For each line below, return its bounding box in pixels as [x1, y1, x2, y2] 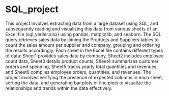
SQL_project [5, 4, 59, 15]
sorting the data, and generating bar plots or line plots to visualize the [5, 80, 151, 86]
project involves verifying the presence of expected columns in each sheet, [5, 74, 163, 80]
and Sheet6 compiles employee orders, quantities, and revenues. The [5, 69, 151, 75]
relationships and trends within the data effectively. [5, 85, 112, 91]
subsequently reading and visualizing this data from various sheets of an [5, 25, 158, 31]
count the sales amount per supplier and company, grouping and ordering [5, 42, 160, 48]
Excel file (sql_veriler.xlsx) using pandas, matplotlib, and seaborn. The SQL [5, 31, 162, 37]
